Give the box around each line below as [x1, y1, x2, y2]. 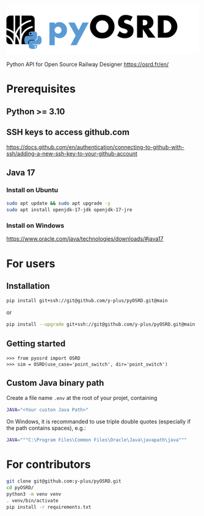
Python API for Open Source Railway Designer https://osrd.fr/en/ [6, 60, 169, 68]
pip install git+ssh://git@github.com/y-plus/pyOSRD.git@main [6, 298, 168, 304]
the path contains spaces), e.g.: [6, 424, 86, 432]
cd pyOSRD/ [6, 485, 34, 491]
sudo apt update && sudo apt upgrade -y [6, 200, 111, 206]
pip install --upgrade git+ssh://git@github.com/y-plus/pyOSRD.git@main [6, 321, 195, 328]
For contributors [6, 457, 91, 471]
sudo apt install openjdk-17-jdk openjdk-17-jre [6, 207, 133, 213]
